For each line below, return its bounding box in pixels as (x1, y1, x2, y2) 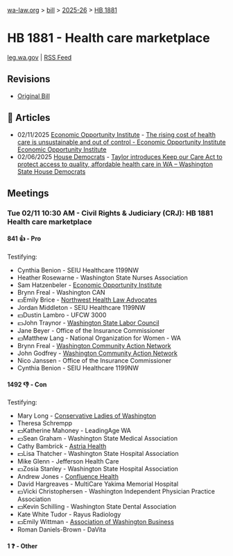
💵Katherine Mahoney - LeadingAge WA (17, 427, 132, 435)
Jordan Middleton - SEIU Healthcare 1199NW (17, 304, 146, 312)
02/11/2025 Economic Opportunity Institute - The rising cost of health (17, 130, 216, 138)
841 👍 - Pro (7, 234, 42, 243)
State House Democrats (17, 167, 86, 176)
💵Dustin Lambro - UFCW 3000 (17, 311, 107, 319)
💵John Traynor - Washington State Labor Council (17, 319, 159, 327)
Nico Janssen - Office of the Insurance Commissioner (17, 357, 172, 365)
